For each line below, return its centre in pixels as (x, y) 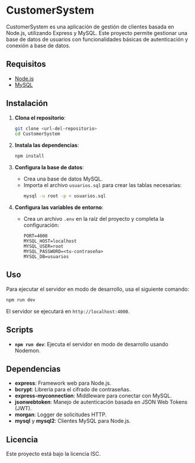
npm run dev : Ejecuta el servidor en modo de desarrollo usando (91, 344)
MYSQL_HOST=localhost (50, 241)
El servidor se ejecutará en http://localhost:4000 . (68, 311)
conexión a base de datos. (38, 46)
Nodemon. (27, 351)
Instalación (27, 103)
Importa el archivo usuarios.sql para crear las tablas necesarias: (103, 185)
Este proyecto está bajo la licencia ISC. (53, 454)
